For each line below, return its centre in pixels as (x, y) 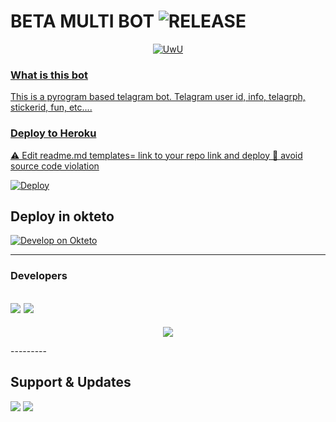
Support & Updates (71, 382)
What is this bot (49, 75)
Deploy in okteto (62, 216)
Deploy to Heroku (53, 133)
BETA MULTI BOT (82, 21)
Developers (39, 276)
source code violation (55, 166)
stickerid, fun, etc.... (51, 107)
